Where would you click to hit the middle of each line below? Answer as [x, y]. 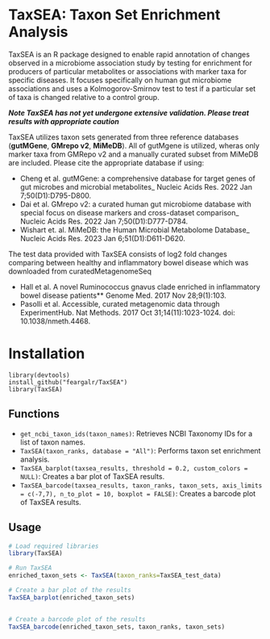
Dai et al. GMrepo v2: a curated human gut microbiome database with [135, 204]
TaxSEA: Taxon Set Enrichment [114, 15]
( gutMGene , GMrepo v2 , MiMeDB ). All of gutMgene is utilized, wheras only [134, 145]
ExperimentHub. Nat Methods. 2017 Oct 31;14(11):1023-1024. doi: [127, 312]
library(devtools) [39, 375]
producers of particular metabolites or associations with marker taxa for [128, 71]
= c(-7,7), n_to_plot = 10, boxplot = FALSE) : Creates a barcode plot [138, 493]
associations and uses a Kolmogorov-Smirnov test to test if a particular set [132, 88]
